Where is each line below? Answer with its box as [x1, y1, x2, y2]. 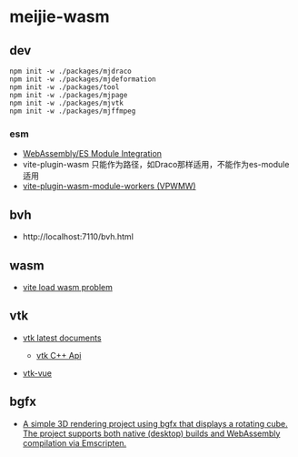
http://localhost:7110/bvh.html [22, 231, 134, 242]
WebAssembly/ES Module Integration [22, 148, 162, 159]
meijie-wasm [9, 6, 110, 27]
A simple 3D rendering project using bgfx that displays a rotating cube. [22, 418, 288, 429]
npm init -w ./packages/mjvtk [9, 98, 124, 107]
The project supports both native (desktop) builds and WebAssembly [22, 428, 281, 439]
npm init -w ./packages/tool [9, 83, 120, 92]
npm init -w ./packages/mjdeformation [9, 75, 156, 84]
